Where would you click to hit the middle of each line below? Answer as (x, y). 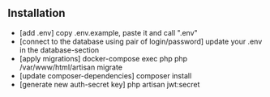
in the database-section (59, 50)
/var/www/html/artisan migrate (71, 67)
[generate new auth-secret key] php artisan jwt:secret (109, 84)
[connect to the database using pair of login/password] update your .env (141, 41)
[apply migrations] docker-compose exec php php (103, 58)
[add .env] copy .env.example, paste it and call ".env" (108, 32)
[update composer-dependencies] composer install (105, 75)
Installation (36, 13)
